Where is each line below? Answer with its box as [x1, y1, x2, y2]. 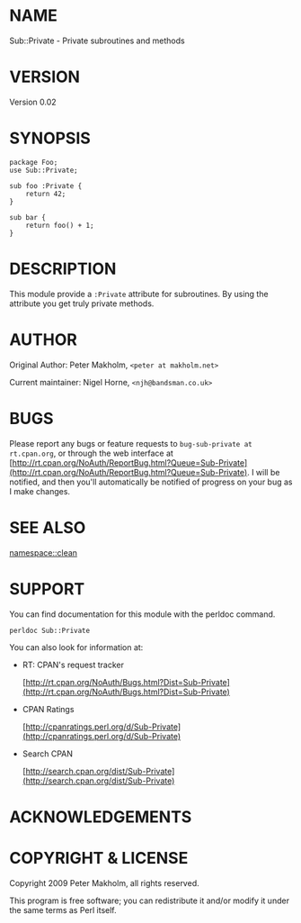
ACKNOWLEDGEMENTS [9, 807, 192, 827]
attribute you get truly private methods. [9, 298, 155, 309]
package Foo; [9, 158, 58, 167]
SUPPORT [9, 578, 85, 599]
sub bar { [9, 213, 47, 222]
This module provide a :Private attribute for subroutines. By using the [9, 288, 269, 299]
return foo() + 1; [25, 221, 94, 230]
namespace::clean [9, 547, 78, 558]
